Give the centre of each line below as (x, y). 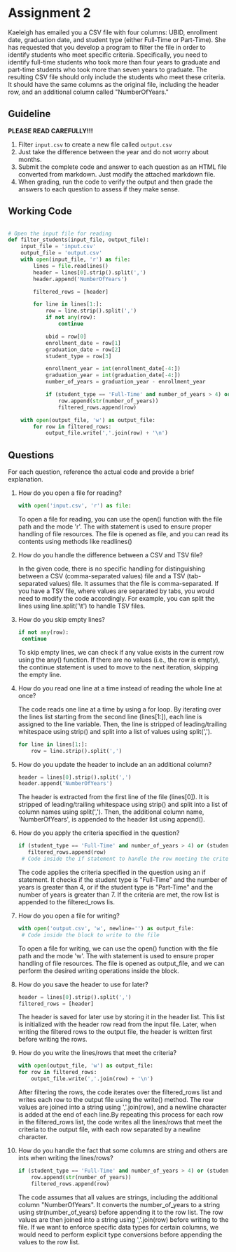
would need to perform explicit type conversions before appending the (120, 1234)
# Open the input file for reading (60, 233)
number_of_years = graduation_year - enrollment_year (125, 382)
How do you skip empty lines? (62, 619)
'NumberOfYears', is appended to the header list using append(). (111, 819)
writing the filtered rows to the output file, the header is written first (115, 1032)
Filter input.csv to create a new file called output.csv (95, 144)
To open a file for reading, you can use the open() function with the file (120, 519)
